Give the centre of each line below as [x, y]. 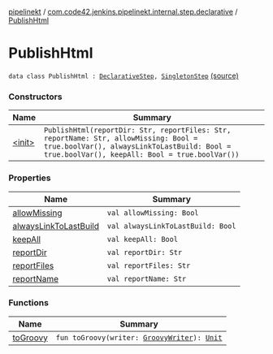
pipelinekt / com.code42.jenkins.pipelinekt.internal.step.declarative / [123, 12]
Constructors [35, 97]
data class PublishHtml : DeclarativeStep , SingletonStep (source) [124, 76]
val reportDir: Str [145, 252]
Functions [28, 303]
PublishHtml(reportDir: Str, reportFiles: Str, [137, 130]
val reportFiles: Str [149, 265]
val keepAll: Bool [143, 239]
